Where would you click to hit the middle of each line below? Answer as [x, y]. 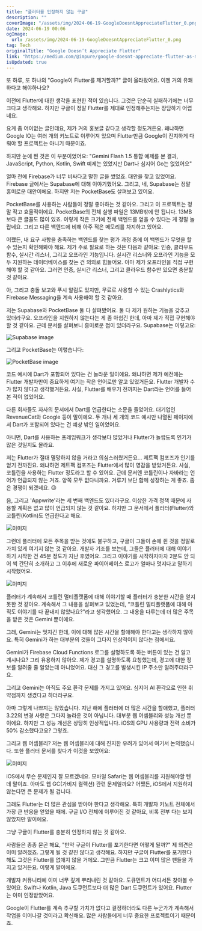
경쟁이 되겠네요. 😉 [35, 487]
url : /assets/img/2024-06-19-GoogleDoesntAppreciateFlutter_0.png [96, 40]
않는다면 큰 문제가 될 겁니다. [39, 791]
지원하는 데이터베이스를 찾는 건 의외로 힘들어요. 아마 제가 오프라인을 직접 [97, 262]
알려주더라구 [179, 667]
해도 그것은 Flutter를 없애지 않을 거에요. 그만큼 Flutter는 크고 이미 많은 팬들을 [96, 859]
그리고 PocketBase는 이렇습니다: [45, 349]
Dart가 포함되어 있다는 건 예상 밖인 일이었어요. [67, 424]
